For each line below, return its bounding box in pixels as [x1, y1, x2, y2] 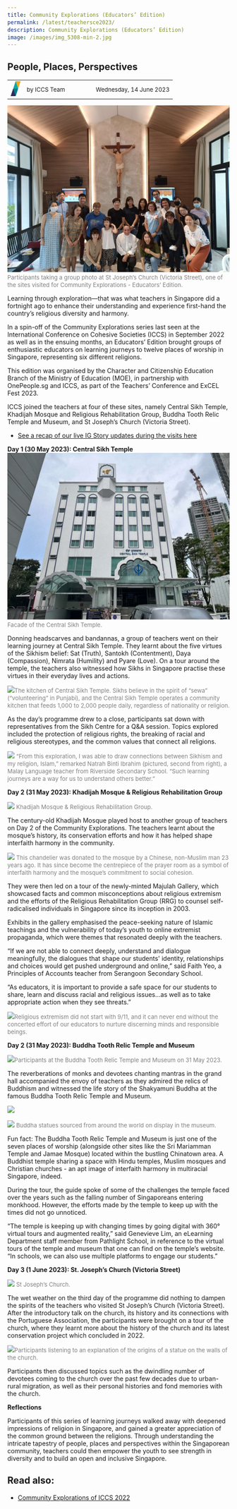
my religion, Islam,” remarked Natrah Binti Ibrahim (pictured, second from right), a [7, 759, 227, 768]
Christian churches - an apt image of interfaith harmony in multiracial [7, 1164, 208, 1172]
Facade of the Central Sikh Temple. [7, 621, 102, 629]
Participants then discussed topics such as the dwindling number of [7, 1366, 205, 1375]
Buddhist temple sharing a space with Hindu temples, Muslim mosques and [7, 1157, 226, 1165]
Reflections [7, 1402, 42, 1411]
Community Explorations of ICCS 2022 [17, 1493, 130, 1502]
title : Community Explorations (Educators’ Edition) [7, 11, 166, 18]
